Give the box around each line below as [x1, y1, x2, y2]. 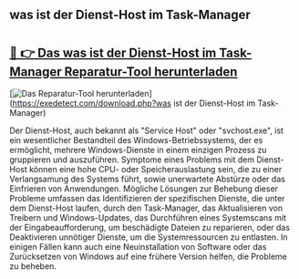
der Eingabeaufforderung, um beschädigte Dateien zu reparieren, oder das [9, 222, 290, 232]
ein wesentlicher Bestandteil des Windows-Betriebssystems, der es [9, 135, 263, 145]
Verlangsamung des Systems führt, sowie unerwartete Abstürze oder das [9, 173, 285, 184]
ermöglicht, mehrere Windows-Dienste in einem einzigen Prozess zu [9, 145, 267, 155]
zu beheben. [9, 261, 57, 272]
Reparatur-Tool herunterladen [64, 64, 238, 79]
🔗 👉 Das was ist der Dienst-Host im [9, 45, 217, 60]
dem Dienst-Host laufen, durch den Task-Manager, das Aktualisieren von [9, 202, 284, 213]
